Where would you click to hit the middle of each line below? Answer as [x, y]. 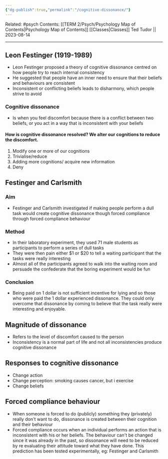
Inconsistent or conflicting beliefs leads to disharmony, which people [83, 89]
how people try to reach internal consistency [58, 73]
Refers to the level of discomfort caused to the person [68, 337]
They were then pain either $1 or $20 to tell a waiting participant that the [87, 253]
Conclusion [19, 282]
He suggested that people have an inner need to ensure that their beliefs [87, 78]
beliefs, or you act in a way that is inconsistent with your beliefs [78, 123]
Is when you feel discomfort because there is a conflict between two [83, 118]
